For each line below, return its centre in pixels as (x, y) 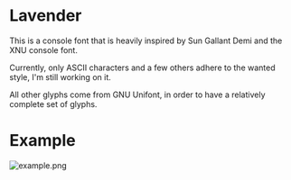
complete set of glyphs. (53, 103)
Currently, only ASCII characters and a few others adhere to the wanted (142, 67)
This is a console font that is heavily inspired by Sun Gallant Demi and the (146, 40)
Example (42, 141)
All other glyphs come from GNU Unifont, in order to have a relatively (137, 94)
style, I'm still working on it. (60, 76)
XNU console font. (44, 49)
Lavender (46, 16)
